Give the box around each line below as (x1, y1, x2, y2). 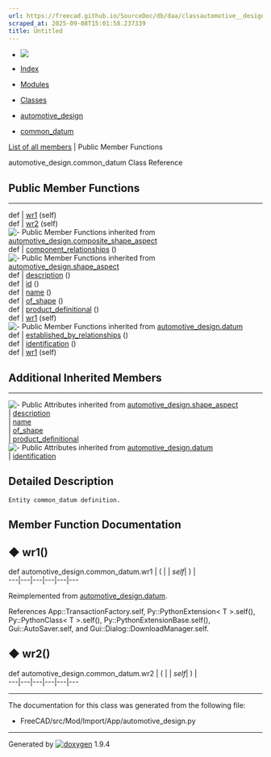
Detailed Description (8, 475, 115, 488)
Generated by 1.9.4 (8, 739, 110, 749)
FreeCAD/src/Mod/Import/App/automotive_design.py (19, 716, 196, 726)
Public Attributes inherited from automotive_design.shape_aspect (21, 400, 239, 409)
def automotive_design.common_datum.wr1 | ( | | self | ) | (8, 567, 196, 577)
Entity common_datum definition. (8, 496, 121, 504)
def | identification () (8, 339, 77, 349)
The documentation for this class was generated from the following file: (8, 700, 246, 710)
